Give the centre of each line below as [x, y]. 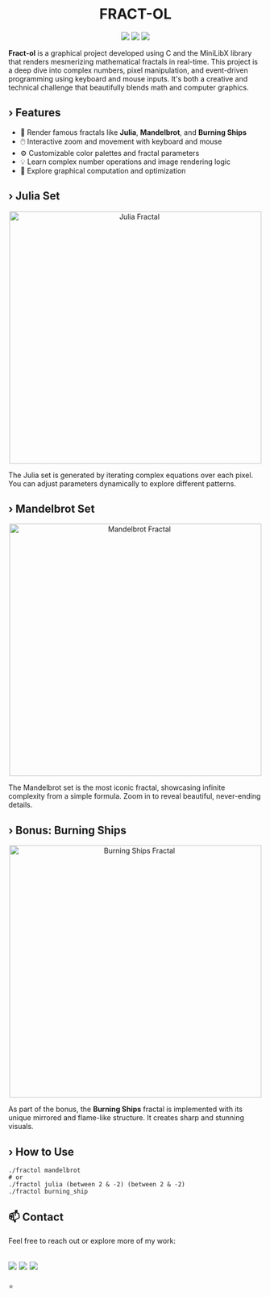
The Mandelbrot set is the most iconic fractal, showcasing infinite [117, 787]
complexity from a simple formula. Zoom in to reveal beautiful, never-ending [135, 796]
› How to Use [42, 1152]
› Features [35, 113]
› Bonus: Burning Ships [67, 830]
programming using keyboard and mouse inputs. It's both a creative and [128, 78]
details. [21, 805]
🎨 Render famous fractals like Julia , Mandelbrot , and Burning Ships [133, 132]
